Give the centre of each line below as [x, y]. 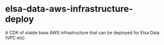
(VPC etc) [15, 38]
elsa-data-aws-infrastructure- [69, 9]
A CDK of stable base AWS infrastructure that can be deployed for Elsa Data [82, 32]
